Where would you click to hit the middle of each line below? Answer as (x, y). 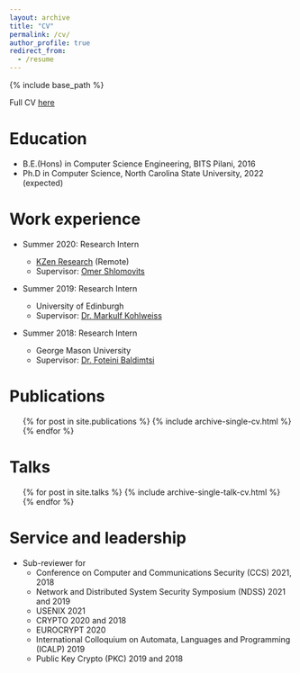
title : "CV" (32, 26)
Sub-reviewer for (54, 562)
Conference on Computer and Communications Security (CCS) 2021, (164, 572)
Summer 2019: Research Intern (80, 288)
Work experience (75, 219)
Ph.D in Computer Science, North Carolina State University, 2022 (143, 173)
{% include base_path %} (57, 85)
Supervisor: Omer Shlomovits (91, 271)
